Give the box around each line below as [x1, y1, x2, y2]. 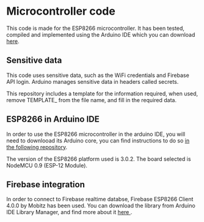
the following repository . [6, 143, 68, 150]
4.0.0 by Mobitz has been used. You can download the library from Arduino [6, 202, 195, 209]
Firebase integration [6, 179, 86, 190]
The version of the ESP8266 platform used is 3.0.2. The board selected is [6, 155, 191, 163]
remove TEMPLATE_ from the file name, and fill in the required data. [6, 96, 177, 103]
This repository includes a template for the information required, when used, [6, 90, 199, 97]
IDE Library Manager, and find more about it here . [6, 209, 133, 216]
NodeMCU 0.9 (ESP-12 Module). [6, 161, 87, 169]
